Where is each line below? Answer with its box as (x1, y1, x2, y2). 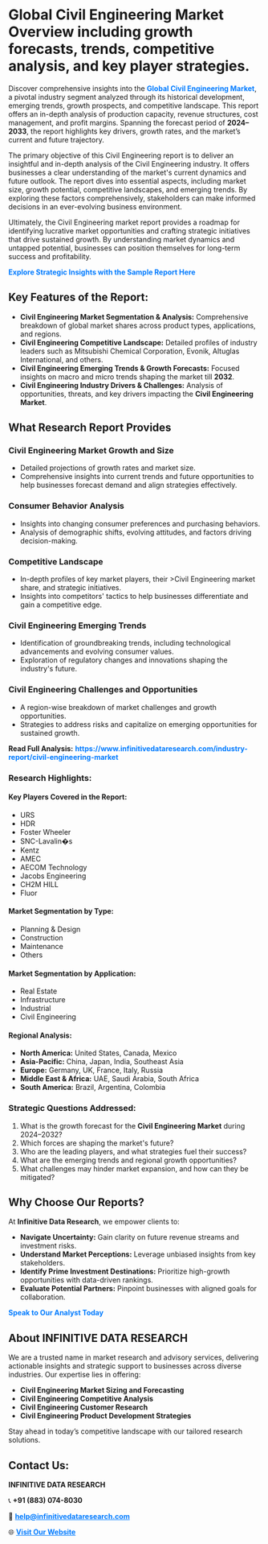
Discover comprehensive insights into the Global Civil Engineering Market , (8, 83, 257, 93)
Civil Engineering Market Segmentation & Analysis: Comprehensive (19, 312, 249, 321)
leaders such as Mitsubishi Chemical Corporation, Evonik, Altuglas (19, 346, 240, 356)
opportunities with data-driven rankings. (19, 1275, 154, 1285)
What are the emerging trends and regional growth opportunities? (19, 1155, 237, 1165)
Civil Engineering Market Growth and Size (8, 445, 174, 456)
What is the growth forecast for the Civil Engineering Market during (19, 1121, 246, 1130)
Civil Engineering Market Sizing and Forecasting (19, 1385, 185, 1395)
